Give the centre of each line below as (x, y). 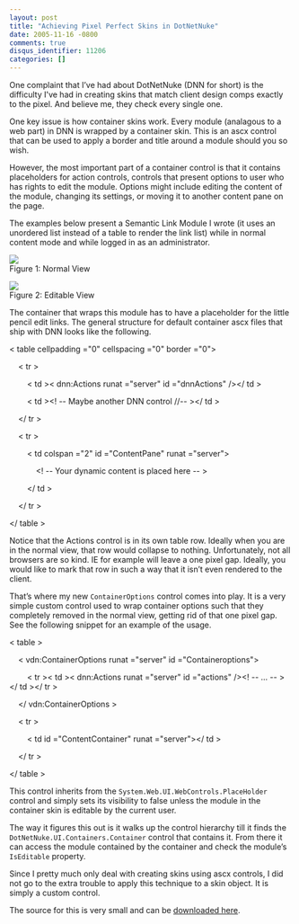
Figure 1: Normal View (50, 269)
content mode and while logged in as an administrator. (110, 242)
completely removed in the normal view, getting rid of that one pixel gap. (143, 615)
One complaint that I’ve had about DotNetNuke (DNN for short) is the (136, 85)
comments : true (38, 43)
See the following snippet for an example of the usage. (110, 625)
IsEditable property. (48, 856)
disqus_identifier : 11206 (57, 51)
